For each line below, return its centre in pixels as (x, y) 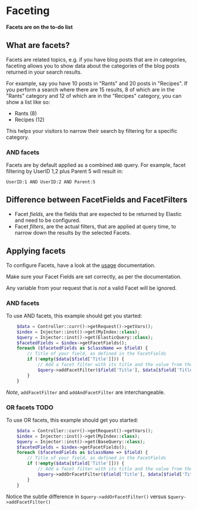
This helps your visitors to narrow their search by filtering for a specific (92, 131)
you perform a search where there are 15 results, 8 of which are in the (90, 90)
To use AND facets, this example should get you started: (74, 316)
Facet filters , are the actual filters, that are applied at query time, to (95, 226)
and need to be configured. (47, 220)
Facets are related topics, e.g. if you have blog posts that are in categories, (96, 59)
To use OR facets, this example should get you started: (72, 420)
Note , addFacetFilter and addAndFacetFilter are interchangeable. (86, 392)
